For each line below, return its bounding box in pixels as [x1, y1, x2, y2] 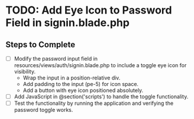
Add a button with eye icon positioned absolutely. [22, 87, 144, 94]
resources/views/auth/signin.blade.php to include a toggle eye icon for [14, 62, 187, 69]
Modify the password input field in [14, 55, 98, 62]
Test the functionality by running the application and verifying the [14, 100, 174, 107]
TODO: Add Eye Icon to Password [5, 4, 172, 17]
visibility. [14, 68, 36, 75]
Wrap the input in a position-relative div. [22, 74, 121, 81]
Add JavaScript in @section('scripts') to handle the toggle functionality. [14, 93, 189, 100]
